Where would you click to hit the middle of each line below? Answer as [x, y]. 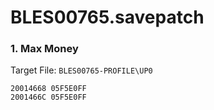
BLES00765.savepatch [107, 17]
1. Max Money [44, 49]
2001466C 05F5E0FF [48, 97]
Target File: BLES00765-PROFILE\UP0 [81, 70]
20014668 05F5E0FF [48, 89]
